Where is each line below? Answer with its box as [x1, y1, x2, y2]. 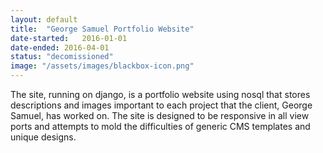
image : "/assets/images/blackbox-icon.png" [10, 61, 195, 71]
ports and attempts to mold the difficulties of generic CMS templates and [10, 121, 311, 132]
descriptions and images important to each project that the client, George [10, 99, 313, 111]
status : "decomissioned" [10, 52, 114, 62]
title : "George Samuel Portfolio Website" [10, 24, 195, 34]
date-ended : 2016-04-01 [10, 42, 110, 53]
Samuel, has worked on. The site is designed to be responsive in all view [10, 110, 310, 121]
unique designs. [10, 131, 77, 143]
